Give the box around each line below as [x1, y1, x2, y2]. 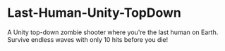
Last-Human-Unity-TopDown [7, 5, 181, 21]
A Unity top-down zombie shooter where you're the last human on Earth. [7, 28, 219, 36]
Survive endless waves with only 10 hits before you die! [7, 35, 169, 43]
